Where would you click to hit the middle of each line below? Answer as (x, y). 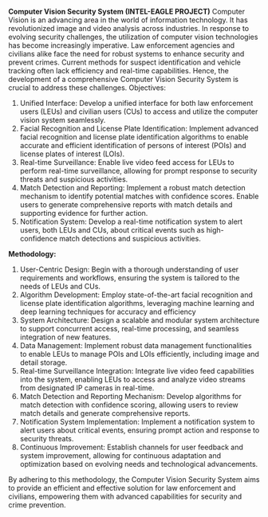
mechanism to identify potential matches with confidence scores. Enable (139, 196)
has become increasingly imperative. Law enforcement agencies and (122, 45)
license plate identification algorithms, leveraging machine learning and (137, 303)
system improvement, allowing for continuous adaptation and (120, 456)
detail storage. (43, 362)
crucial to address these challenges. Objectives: (87, 88)
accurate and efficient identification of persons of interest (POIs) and (133, 145)
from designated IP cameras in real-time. (87, 388)
